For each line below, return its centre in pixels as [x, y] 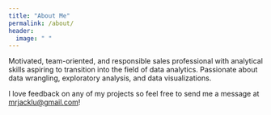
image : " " [34, 38]
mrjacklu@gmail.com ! [44, 102]
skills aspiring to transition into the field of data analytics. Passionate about [133, 70]
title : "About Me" [39, 16]
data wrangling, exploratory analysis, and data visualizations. [110, 78]
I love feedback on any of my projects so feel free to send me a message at [134, 94]
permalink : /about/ [41, 23]
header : [21, 31]
